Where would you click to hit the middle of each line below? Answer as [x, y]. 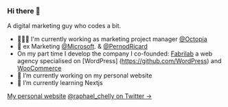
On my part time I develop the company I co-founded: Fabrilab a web [115, 53]
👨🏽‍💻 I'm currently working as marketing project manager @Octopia [112, 39]
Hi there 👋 [24, 11]
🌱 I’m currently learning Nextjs [60, 83]
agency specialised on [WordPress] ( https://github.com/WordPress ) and [119, 61]
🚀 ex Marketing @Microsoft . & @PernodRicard [82, 47]
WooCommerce [39, 69]
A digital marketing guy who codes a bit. [64, 26]
